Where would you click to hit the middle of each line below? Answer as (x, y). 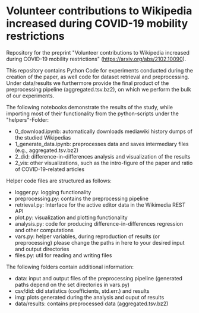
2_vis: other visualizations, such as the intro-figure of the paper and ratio (104, 163)
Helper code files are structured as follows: (59, 181)
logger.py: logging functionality (53, 192)
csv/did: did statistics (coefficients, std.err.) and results (82, 291)
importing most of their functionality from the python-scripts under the (93, 113)
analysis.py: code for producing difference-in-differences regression (99, 223)
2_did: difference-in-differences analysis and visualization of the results (102, 156)
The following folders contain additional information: (70, 267)
